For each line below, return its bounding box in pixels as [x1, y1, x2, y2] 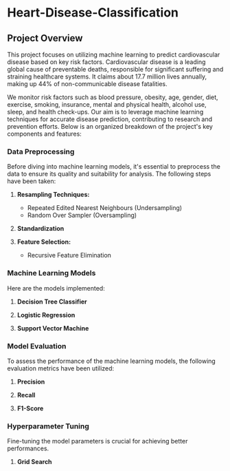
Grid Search [16, 458, 53, 466]
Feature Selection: [16, 238, 71, 246]
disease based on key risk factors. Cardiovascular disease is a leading [7, 58, 206, 66]
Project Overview [7, 32, 83, 44]
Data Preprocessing [7, 147, 75, 156]
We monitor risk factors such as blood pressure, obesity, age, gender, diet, [7, 93, 218, 101]
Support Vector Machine [16, 324, 89, 332]
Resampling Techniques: [16, 191, 90, 199]
